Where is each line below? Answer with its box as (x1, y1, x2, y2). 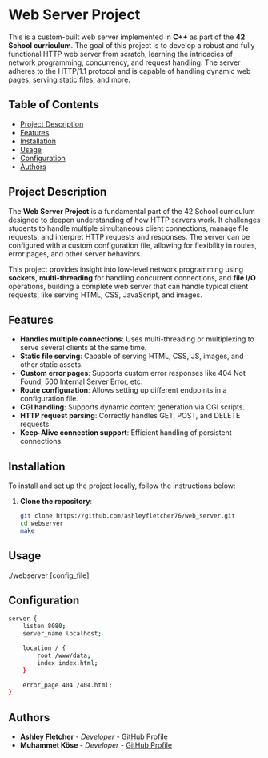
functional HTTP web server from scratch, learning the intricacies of (8, 49, 234, 58)
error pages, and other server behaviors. (8, 248, 142, 258)
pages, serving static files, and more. (8, 75, 130, 84)
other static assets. (19, 360, 83, 369)
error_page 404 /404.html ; (22, 681, 113, 689)
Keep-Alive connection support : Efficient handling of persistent (19, 428, 232, 437)
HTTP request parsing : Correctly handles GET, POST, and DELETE (19, 411, 241, 421)
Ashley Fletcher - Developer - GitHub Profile (19, 732, 168, 742)
